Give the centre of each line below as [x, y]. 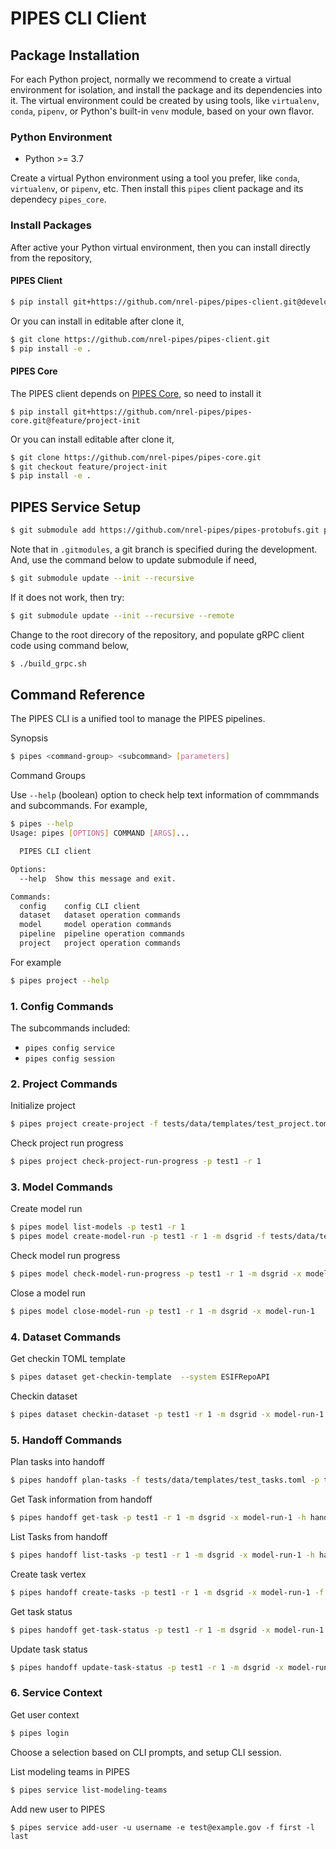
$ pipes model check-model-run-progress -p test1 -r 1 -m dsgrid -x [156, 1274]
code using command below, [70, 645]
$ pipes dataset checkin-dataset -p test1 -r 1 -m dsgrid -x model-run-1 [167, 1415]
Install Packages [51, 225]
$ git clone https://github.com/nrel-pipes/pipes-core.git [136, 457]
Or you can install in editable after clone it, [97, 321]
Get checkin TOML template [68, 1359]
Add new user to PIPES [58, 1809]
